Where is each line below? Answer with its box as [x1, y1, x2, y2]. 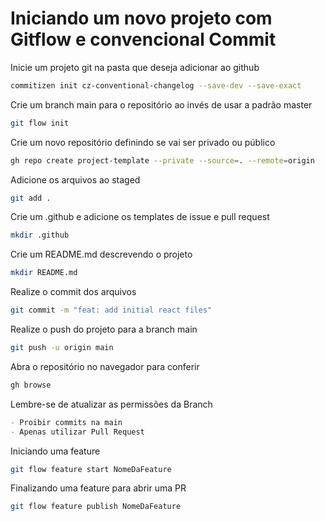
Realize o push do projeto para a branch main [10, 323, 198, 336]
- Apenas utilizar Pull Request [10, 427, 145, 437]
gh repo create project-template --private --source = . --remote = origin [10, 155, 315, 166]
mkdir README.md [10, 268, 78, 278]
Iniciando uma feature [10, 445, 101, 457]
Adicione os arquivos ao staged [10, 173, 141, 186]
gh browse [10, 380, 52, 390]
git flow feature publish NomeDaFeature [10, 502, 182, 512]
